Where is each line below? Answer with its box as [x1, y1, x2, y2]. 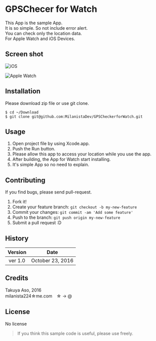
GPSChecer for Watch [5, 3, 98, 15]
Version [7, 249, 27, 255]
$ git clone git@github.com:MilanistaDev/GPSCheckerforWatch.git [5, 114, 143, 119]
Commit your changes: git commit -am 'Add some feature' [12, 209, 134, 215]
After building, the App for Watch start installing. [12, 156, 111, 162]
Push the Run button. [12, 146, 55, 152]
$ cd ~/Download [5, 110, 39, 115]
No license [5, 321, 27, 327]
